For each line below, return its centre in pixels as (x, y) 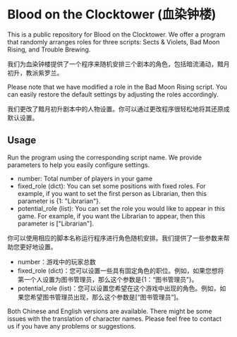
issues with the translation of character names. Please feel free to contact (115, 319)
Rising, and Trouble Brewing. (49, 49)
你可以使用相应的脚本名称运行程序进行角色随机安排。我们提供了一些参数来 (115, 238)
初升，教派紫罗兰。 (35, 73)
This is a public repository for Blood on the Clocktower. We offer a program (116, 34)
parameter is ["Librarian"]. (55, 223)
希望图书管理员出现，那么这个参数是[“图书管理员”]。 (106, 297)
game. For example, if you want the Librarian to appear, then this (111, 216)
